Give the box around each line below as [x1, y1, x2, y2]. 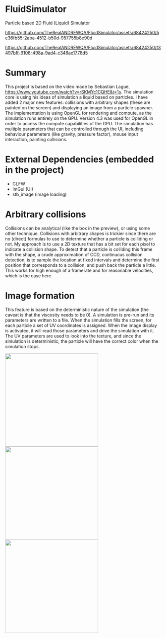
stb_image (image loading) [12, 191, 67, 197]
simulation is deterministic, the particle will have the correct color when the [5, 338, 159, 344]
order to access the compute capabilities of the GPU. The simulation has [5, 120, 153, 126]
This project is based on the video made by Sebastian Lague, [5, 83, 130, 89]
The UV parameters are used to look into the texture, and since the [5, 333, 142, 339]
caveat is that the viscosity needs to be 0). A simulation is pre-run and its [5, 312, 155, 318]
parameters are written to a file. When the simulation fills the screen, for [5, 317, 152, 323]
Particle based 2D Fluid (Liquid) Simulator [5, 20, 90, 26]
